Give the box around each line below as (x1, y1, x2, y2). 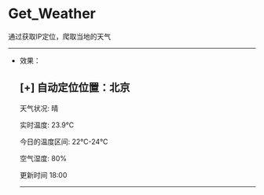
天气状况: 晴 (19, 103, 59, 112)
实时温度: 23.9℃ (19, 120, 75, 130)
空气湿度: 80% (19, 153, 68, 163)
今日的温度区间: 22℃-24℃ (19, 137, 108, 146)
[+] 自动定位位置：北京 (19, 81, 130, 94)
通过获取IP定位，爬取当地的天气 (8, 31, 112, 41)
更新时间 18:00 (19, 170, 68, 179)
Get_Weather (8, 5, 96, 23)
